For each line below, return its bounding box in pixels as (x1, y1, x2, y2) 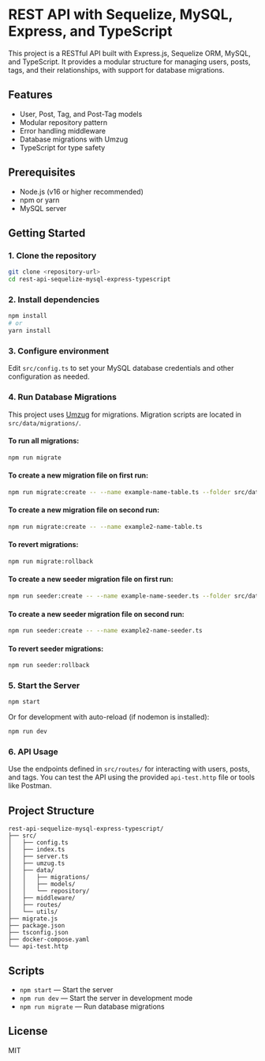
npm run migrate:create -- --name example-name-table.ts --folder (8, 488, 231, 496)
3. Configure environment (8, 345, 110, 357)
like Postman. (8, 781, 52, 791)
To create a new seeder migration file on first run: (8, 575, 174, 584)
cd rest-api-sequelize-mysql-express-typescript (8, 275, 171, 284)
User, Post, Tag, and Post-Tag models (19, 109, 143, 119)
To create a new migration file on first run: (8, 470, 148, 480)
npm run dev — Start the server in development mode (19, 994, 193, 1003)
